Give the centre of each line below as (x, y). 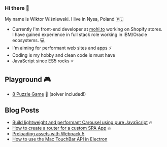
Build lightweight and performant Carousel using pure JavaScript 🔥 (82, 122)
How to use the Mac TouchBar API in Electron (60, 139)
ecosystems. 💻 (28, 41)
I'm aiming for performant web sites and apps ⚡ (62, 48)
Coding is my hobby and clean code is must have (63, 55)
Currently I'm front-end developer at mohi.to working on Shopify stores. (87, 29)
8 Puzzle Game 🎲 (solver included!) (49, 94)
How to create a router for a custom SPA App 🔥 (61, 128)
